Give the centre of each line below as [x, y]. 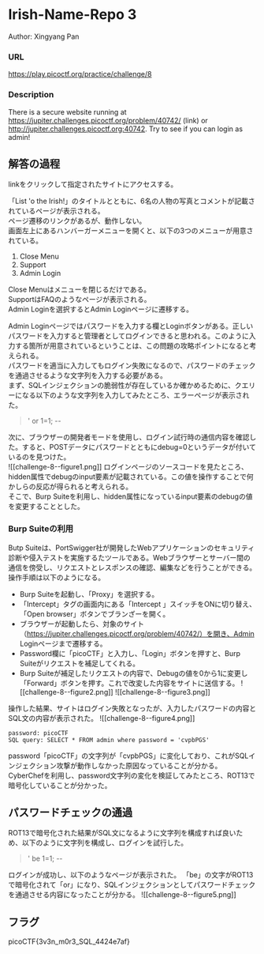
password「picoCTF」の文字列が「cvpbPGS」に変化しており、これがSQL [128, 756]
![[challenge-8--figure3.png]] [162, 692]
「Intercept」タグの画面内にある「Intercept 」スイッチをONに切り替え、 [138, 604]
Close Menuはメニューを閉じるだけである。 [80, 289]
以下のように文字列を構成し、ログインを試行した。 [104, 843]
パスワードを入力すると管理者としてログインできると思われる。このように [129, 336]
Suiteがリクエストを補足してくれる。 [80, 663]
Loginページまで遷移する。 [63, 643]
